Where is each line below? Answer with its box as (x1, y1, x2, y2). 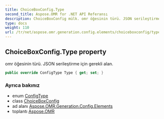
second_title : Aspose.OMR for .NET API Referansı (5, 12, 108, 17)
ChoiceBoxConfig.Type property (5, 48, 106, 56)
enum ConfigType (12, 93, 48, 99)
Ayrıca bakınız (5, 81, 40, 88)
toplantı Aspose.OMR (12, 108, 55, 114)
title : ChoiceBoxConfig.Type (5, 7, 64, 12)
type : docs (5, 20, 27, 26)
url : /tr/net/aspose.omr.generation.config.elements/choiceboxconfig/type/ (5, 30, 163, 35)
